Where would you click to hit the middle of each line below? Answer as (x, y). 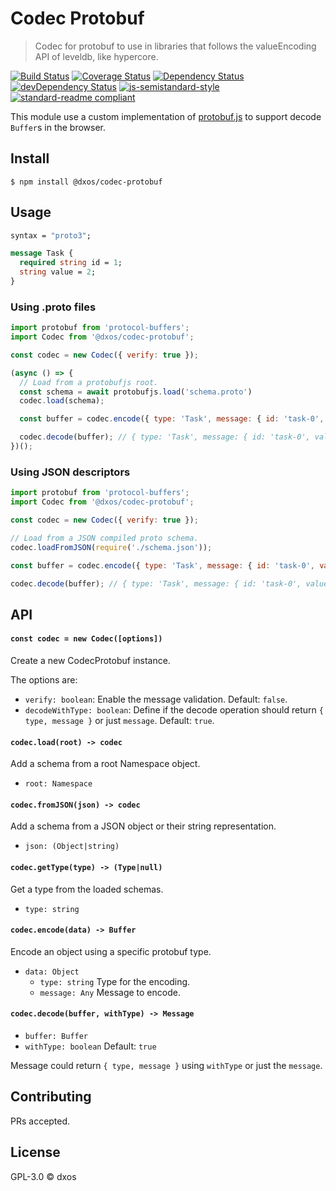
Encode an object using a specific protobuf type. (111, 951)
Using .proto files (53, 307)
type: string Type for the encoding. (115, 981)
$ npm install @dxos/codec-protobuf (86, 182)
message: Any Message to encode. (110, 992)
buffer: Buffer (56, 1037)
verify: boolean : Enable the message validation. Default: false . (156, 699)
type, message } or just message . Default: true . (119, 720)
